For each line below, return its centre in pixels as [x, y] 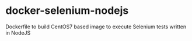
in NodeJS [18, 32]
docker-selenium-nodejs [67, 11]
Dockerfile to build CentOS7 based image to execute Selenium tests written [96, 27]
